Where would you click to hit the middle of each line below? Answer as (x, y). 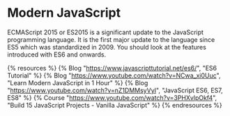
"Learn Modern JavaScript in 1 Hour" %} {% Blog (78, 82)
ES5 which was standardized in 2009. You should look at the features (107, 47)
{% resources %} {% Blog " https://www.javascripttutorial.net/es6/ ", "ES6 (112, 68)
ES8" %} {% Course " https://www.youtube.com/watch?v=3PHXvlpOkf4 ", (112, 97)
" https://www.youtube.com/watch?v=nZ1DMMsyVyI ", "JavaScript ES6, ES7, (115, 90)
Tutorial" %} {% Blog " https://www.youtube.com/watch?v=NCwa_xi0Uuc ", (114, 75)
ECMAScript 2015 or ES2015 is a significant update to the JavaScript (106, 32)
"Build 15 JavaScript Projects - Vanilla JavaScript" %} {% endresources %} (115, 105)
